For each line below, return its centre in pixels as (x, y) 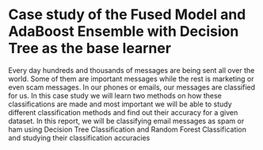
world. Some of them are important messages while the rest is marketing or (131, 79)
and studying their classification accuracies (79, 137)
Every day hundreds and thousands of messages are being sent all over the (131, 70)
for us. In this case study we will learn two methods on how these (115, 95)
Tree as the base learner (90, 48)
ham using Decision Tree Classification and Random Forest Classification (128, 129)
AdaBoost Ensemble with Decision (124, 31)
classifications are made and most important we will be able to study (120, 104)
